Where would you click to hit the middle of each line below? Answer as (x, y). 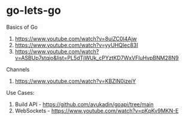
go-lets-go (34, 10)
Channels (18, 69)
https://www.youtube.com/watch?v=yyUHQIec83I (76, 45)
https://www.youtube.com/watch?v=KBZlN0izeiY (75, 81)
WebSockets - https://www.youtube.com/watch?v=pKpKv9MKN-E (97, 110)
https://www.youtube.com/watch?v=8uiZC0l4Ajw (76, 38)
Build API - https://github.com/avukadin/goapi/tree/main (84, 104)
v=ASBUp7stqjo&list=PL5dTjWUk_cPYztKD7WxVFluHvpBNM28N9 (97, 58)
